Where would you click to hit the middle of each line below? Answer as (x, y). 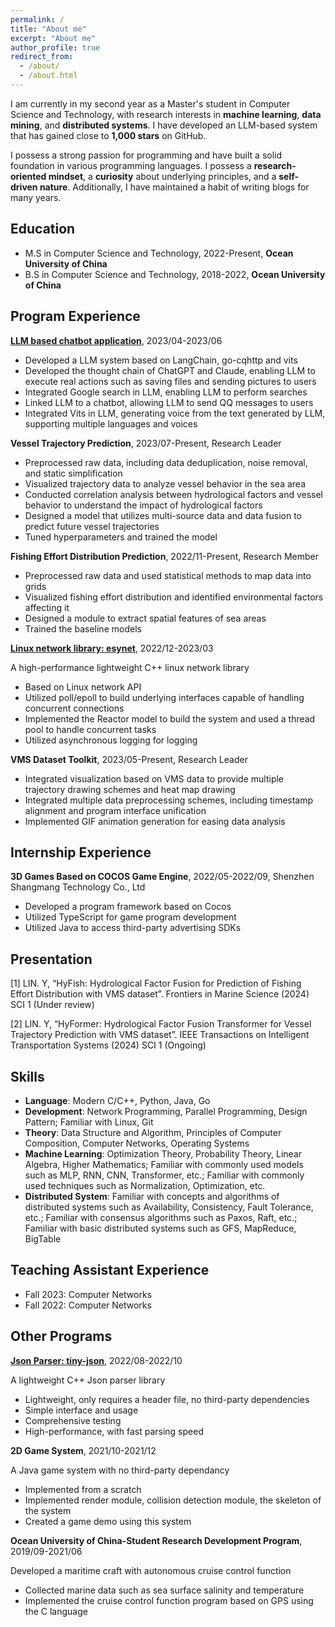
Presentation (51, 959)
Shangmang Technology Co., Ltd (78, 887)
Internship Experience (81, 852)
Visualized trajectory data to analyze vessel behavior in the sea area (165, 483)
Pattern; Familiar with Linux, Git (89, 1122)
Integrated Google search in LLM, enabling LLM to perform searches (166, 392)
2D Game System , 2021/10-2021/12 (83, 1450)
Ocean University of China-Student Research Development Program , (156, 1540)
